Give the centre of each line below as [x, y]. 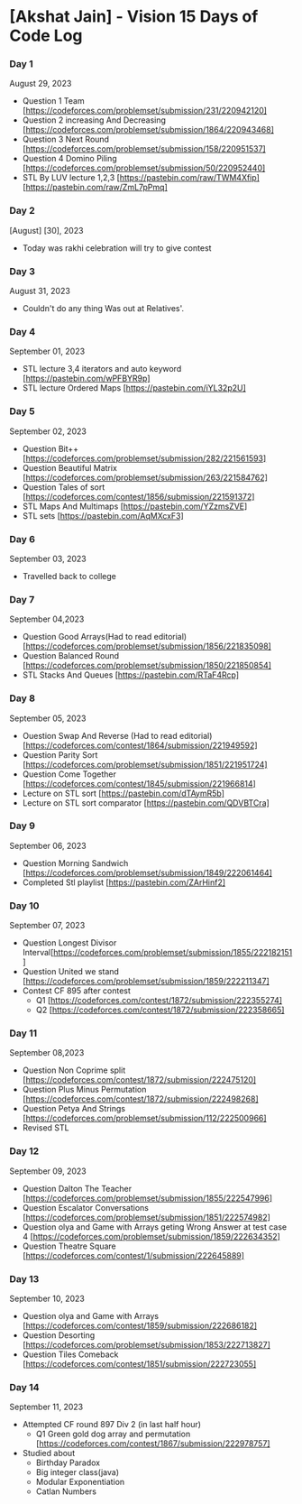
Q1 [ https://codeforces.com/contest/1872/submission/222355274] [159, 1001]
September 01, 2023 [47, 351]
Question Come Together [69, 774]
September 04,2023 [47, 619]
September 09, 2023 [48, 1171]
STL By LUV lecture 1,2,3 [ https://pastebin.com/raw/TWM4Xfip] [141, 178]
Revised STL [46, 1128]
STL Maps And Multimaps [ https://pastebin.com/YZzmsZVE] [135, 506]
